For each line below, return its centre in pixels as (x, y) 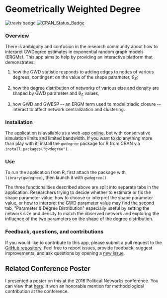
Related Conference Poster (48, 269)
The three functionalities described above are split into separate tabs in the (82, 187)
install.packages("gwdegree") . (37, 149)
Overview (17, 36)
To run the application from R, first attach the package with (65, 173)
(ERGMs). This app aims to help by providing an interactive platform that (79, 57)
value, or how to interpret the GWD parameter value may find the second (80, 203)
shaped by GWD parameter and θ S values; (56, 94)
